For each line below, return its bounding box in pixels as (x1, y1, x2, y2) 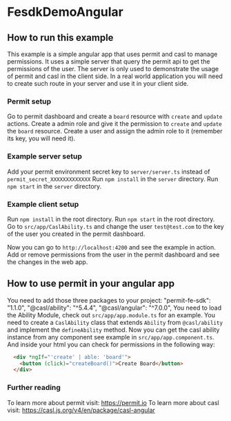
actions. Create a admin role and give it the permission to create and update (7, 120, 222, 128)
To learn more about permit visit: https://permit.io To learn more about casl (7, 398, 219, 406)
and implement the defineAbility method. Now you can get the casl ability (7, 326, 220, 334)
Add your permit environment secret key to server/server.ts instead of (7, 167, 210, 176)
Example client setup (7, 199, 79, 209)
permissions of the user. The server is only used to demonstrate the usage (7, 65, 219, 73)
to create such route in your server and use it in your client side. (7, 79, 189, 87)
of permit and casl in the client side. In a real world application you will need (7, 72, 223, 80)
